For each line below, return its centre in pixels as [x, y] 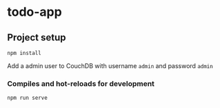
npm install [24, 53]
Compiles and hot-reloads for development [81, 83]
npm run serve [28, 98]
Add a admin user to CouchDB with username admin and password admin [110, 66]
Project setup [37, 37]
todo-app [34, 12]
